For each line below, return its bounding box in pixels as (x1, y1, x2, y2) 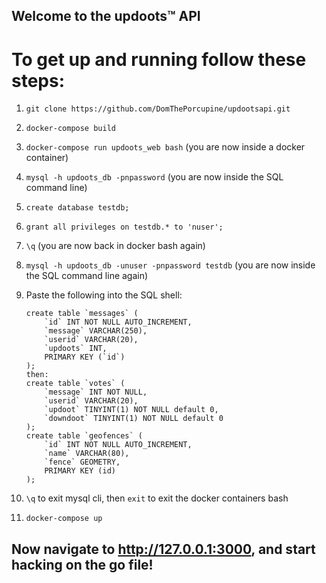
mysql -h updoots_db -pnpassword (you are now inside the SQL (25, 171, 284, 183)
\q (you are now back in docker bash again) (25, 240, 206, 252)
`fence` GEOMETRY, (44, 457, 121, 468)
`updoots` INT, (44, 344, 108, 354)
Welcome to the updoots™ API (11, 8, 201, 25)
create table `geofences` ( (25, 431, 143, 441)
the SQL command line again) (25, 270, 149, 282)
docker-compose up (25, 514, 103, 524)
